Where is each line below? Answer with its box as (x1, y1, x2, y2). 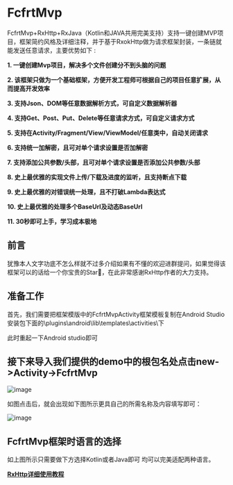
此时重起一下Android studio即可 (7, 334, 98, 342)
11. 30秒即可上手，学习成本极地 (7, 217, 97, 225)
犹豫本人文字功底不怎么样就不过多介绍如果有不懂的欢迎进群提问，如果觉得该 (7, 259, 226, 268)
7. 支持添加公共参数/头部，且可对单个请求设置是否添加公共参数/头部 (7, 158, 200, 166)
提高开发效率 (12, 84, 50, 92)
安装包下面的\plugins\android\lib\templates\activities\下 (7, 318, 165, 327)
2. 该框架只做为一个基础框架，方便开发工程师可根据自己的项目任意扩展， (7, 75, 215, 84)
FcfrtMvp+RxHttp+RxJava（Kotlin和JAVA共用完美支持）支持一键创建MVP (7, 28, 218, 37)
